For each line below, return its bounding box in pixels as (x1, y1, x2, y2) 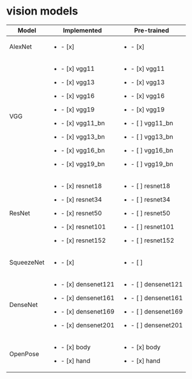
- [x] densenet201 (60, 321, 115, 329)
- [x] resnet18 (60, 182, 102, 190)
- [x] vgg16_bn (60, 146, 105, 154)
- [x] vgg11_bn (60, 119, 105, 127)
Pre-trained (134, 26, 170, 35)
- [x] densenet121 (60, 280, 115, 288)
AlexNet (9, 42, 32, 51)
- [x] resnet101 (60, 222, 106, 231)
